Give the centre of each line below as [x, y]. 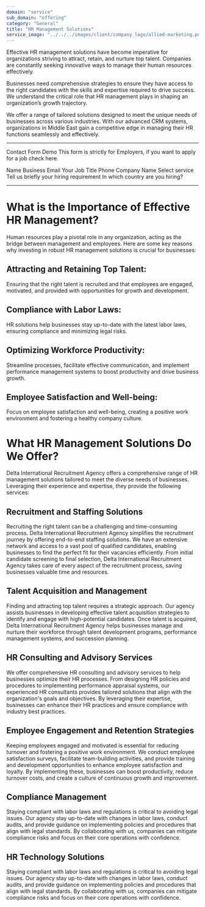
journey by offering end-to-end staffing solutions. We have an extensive [97, 539]
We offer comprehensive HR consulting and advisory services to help [94, 672]
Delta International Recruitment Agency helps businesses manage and [95, 625]
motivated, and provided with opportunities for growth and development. [98, 291]
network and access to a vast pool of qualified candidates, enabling [92, 546]
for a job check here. [33, 158]
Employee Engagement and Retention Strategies [100, 731]
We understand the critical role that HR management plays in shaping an [97, 97]
